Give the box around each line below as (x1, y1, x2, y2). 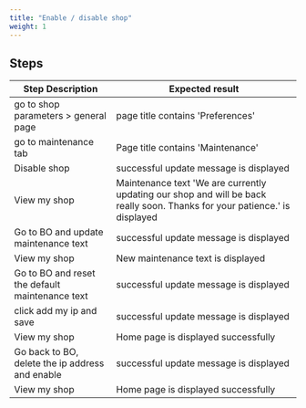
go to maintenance (14, 136, 94, 149)
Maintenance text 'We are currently (116, 177, 267, 190)
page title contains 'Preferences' (116, 110, 256, 122)
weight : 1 (9, 22, 47, 31)
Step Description (23, 83, 98, 96)
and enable (14, 369, 62, 382)
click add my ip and (14, 305, 97, 318)
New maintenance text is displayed (116, 252, 266, 265)
